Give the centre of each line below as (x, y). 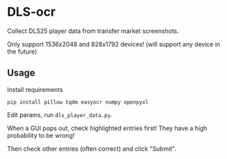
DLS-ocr (32, 12)
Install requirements (35, 89)
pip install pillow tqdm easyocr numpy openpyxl (78, 102)
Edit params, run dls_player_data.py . (60, 114)
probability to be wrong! (41, 135)
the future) (22, 51)
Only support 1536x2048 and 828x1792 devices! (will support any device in (114, 44)
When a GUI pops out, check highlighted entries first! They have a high (107, 128)
